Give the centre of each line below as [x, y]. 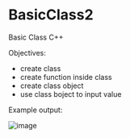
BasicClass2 [51, 15]
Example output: [36, 110]
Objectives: [27, 52]
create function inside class [66, 77]
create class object [52, 86]
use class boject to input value [71, 94]
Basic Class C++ [36, 37]
